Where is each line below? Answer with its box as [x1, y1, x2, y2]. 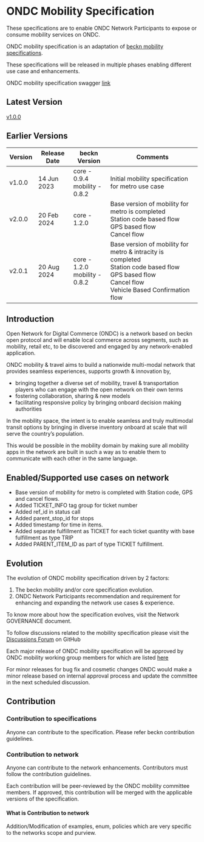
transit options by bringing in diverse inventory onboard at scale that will [6, 423, 187, 431]
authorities [15, 405, 42, 412]
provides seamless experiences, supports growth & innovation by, [6, 367, 171, 375]
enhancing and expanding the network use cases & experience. [15, 599, 175, 606]
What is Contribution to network [6, 809, 89, 816]
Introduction [6, 314, 55, 324]
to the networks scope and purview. [6, 829, 97, 837]
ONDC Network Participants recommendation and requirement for [15, 593, 181, 600]
